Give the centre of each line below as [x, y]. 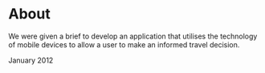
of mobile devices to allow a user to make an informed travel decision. [124, 44]
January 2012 [31, 60]
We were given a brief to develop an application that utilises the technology [133, 36]
